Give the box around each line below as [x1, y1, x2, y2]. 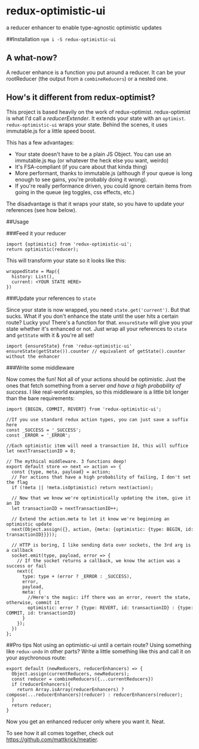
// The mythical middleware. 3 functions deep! [6, 458, 127, 464]
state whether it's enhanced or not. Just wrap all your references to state [6, 325, 187, 332]
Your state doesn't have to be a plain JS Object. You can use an [14, 151, 172, 158]
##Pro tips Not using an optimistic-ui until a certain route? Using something [6, 641, 192, 649]
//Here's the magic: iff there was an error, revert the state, [27, 594, 191, 600]
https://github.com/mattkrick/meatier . [6, 736, 99, 743]
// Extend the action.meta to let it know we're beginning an [11, 515, 170, 522]
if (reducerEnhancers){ [11, 681, 71, 687]
